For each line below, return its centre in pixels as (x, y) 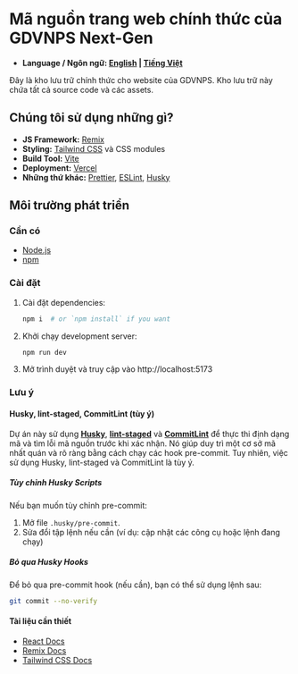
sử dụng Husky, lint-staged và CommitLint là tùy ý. (102, 462)
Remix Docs (44, 650)
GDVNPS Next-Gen (81, 38)
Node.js (37, 250)
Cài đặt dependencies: (63, 302)
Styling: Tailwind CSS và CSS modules (94, 148)
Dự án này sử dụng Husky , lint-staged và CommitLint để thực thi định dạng (149, 434)
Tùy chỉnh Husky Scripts (56, 483)
